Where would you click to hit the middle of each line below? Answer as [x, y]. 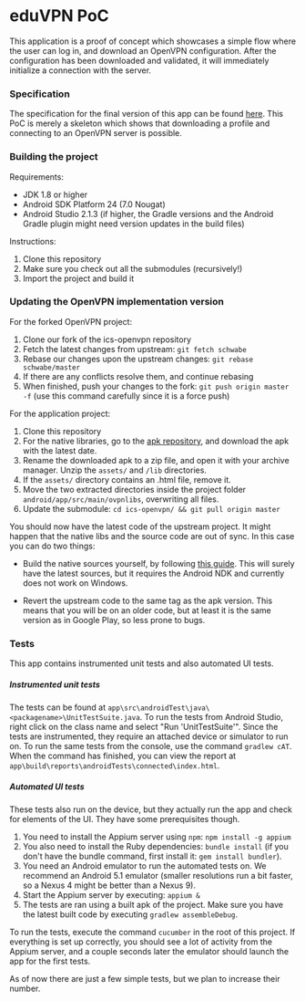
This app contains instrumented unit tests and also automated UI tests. [142, 663]
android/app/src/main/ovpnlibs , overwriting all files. [121, 499]
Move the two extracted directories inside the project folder [134, 489]
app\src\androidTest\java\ [159, 708]
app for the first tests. [50, 961]
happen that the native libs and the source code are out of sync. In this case [152, 536]
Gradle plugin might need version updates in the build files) [133, 224]
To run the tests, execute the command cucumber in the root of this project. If [152, 933]
